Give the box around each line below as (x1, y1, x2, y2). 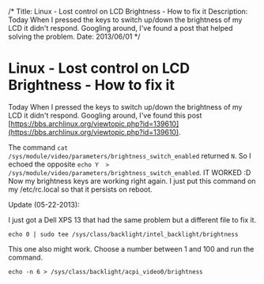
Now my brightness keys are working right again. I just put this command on (8, 176, 256, 185)
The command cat (8, 142, 69, 152)
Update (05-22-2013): (8, 200, 81, 209)
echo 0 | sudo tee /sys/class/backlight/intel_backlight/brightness (8, 230, 239, 238)
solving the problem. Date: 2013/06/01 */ (8, 32, 141, 41)
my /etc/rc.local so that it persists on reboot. (8, 185, 153, 194)
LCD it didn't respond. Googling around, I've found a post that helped (8, 24, 233, 32)
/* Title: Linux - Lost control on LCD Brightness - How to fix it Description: (8, 7, 248, 16)
